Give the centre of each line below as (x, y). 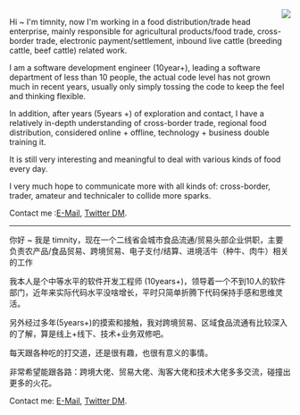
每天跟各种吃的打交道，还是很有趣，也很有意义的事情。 (111, 353)
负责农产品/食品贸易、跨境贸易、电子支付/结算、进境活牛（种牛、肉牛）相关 (149, 251)
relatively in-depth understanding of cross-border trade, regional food (138, 123)
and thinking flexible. (48, 96)
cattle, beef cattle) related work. (68, 50)
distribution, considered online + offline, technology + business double (139, 132)
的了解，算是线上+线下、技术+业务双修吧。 (89, 334)
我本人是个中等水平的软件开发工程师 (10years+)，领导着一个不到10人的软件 (147, 281)
